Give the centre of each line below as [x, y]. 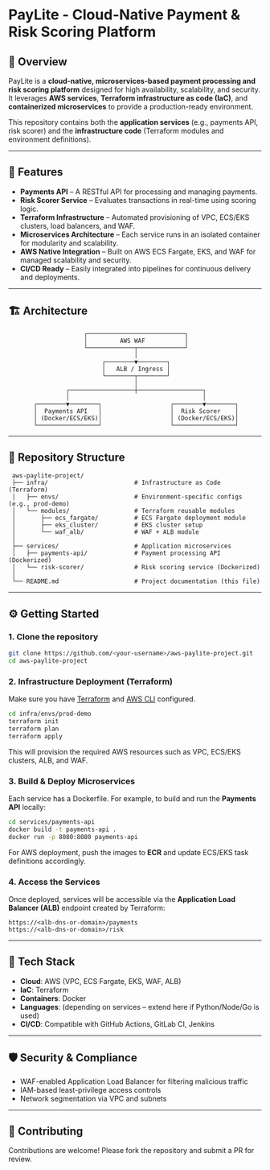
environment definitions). [50, 139]
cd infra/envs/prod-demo [50, 714]
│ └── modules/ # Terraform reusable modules [123, 511]
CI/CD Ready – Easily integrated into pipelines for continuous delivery [135, 268]
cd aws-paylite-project [48, 661]
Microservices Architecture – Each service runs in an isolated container [140, 234]
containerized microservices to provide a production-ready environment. [131, 107]
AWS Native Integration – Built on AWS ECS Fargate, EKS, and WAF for [138, 251]
